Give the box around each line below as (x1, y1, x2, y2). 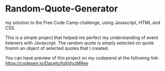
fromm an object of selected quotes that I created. (5, 45, 109, 51)
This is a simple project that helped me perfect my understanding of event (5, 34, 158, 40)
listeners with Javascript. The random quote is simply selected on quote (5, 39, 154, 45)
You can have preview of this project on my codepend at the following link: (5, 54, 159, 60)
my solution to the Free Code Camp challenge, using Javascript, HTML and (5, 19, 160, 25)
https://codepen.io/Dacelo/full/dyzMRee (5, 60, 89, 66)
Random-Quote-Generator (5, 3, 118, 14)
